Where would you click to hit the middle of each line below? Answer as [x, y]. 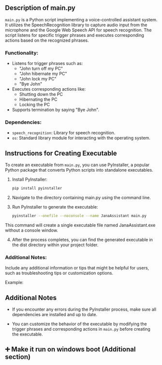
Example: [14, 283]
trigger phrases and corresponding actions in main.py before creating [81, 329]
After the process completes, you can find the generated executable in [82, 239]
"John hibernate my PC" [43, 74]
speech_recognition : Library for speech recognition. [64, 133]
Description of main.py [40, 8]
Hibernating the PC [38, 99]
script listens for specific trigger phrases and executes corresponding [74, 35]
